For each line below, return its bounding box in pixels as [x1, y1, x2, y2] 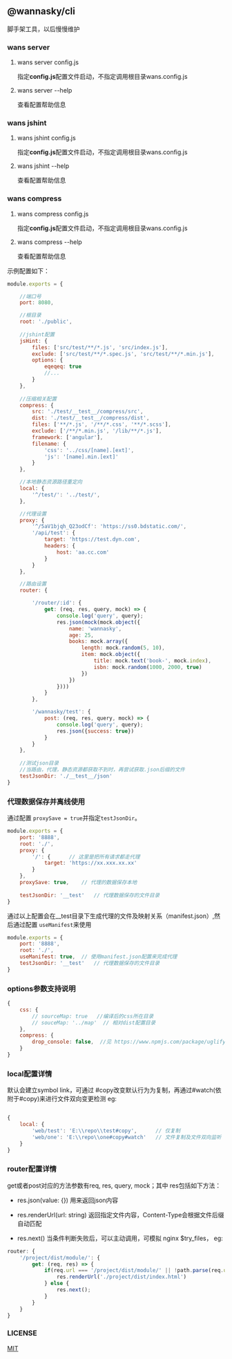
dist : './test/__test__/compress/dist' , [32, 415, 150, 422]
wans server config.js [17, 58, 79, 66]
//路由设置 [19, 581, 47, 588]
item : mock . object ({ [81, 651, 140, 658]
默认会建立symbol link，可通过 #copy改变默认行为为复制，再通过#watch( [7, 1086, 215, 1094]
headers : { [43, 543, 76, 550]
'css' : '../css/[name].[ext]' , [43, 447, 135, 453]
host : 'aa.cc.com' [56, 549, 110, 556]
